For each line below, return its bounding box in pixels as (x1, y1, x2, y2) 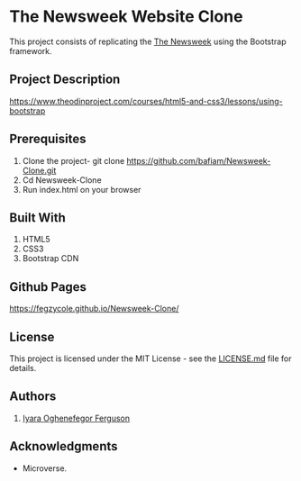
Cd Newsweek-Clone (22, 174, 102, 186)
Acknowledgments (9, 439, 119, 454)
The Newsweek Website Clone (9, 6, 243, 27)
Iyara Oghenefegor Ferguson (22, 413, 131, 423)
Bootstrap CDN (22, 253, 79, 264)
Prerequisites (9, 132, 87, 147)
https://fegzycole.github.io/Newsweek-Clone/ (9, 304, 179, 314)
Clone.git (22, 165, 57, 176)
